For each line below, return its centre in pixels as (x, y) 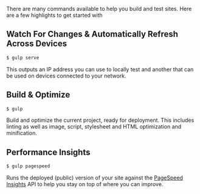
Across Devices (37, 44)
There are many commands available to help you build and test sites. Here (99, 9)
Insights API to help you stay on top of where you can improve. (85, 184)
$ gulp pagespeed (28, 166)
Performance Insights (48, 152)
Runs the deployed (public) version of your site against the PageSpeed (95, 178)
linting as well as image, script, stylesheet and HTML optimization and (94, 127)
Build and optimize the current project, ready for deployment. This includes (100, 120)
